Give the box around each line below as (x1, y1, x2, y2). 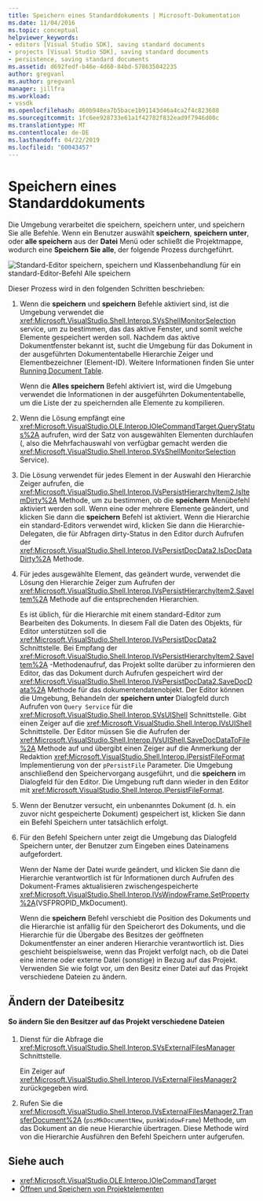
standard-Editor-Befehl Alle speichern (8, 269, 131, 278)
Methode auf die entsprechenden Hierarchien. (49, 595, 199, 604)
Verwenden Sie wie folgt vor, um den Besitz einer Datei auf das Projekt (19, 964, 249, 973)
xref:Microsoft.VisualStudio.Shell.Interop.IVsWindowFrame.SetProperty (19, 890, 250, 899)
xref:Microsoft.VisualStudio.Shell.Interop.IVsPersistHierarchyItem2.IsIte (19, 487, 250, 497)
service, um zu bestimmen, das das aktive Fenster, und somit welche (19, 324, 243, 334)
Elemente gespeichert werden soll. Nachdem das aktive (19, 332, 200, 343)
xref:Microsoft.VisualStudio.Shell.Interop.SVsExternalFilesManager (19, 1043, 236, 1052)
